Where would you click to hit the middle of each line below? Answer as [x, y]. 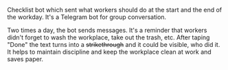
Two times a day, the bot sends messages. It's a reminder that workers [107, 30]
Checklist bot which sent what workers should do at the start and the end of [115, 10]
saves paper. [25, 59]
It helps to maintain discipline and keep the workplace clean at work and [109, 52]
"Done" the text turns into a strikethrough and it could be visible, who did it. [114, 45]
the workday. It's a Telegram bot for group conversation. [87, 17]
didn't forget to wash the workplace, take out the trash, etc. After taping [109, 37]
